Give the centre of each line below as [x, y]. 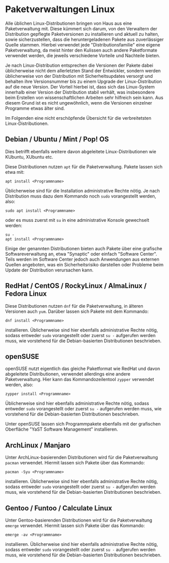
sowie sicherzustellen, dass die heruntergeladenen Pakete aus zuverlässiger [84, 39]
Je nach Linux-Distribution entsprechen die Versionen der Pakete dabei [79, 65]
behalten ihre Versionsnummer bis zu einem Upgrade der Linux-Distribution [83, 81]
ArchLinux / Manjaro [38, 445]
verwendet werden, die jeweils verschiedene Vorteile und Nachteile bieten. [83, 55]
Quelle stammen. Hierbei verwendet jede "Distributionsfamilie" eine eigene [83, 44]
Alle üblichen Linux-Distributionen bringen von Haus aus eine [69, 23]
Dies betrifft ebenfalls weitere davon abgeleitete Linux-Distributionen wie [81, 151]
